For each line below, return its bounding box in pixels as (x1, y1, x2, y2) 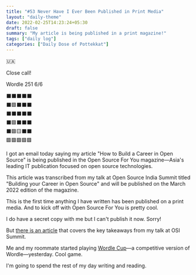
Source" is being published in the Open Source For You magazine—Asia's (6, 156, 184, 163)
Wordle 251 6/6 (6, 81, 43, 88)
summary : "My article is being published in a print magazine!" (6, 31, 167, 36)
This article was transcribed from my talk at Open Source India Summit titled (6, 174, 191, 181)
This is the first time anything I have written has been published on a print (6, 197, 184, 204)
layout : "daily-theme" (6, 14, 62, 20)
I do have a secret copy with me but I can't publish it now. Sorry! (6, 215, 161, 222)
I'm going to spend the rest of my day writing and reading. (6, 262, 147, 269)
